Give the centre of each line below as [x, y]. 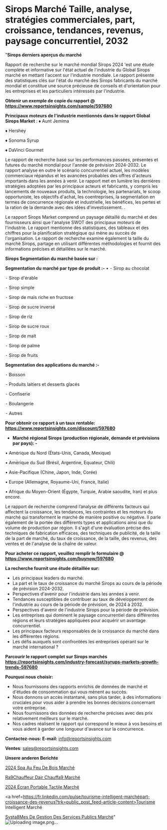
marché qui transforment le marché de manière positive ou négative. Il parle [83, 517]
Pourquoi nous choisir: [29, 677]
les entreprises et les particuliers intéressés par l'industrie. [65, 91]
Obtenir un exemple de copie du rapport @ [50, 100]
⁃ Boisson [15, 374]
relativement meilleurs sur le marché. [50, 718]
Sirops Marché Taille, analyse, [69, 9]
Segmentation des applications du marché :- [52, 365]
